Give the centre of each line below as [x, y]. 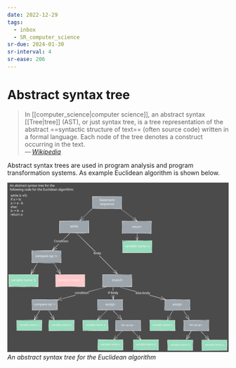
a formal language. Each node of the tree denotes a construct [113, 136]
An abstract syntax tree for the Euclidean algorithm [82, 357]
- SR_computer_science [47, 37]
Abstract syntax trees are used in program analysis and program [100, 165]
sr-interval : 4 [29, 52]
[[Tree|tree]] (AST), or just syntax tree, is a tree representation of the [124, 121]
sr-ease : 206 [26, 60]
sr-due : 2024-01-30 [36, 45]
